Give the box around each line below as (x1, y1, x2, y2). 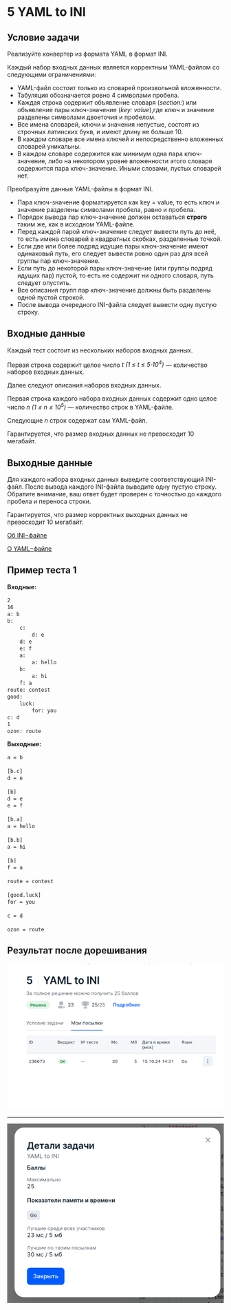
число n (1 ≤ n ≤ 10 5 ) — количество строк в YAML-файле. (7, 402, 174, 412)
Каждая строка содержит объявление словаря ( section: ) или (16, 98, 197, 107)
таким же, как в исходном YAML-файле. (16, 220, 135, 228)
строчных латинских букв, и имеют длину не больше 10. (16, 128, 184, 136)
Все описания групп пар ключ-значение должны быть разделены (16, 286, 211, 294)
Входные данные (7, 328, 86, 339)
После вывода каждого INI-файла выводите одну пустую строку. (25, 483, 217, 491)
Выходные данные (7, 457, 93, 469)
